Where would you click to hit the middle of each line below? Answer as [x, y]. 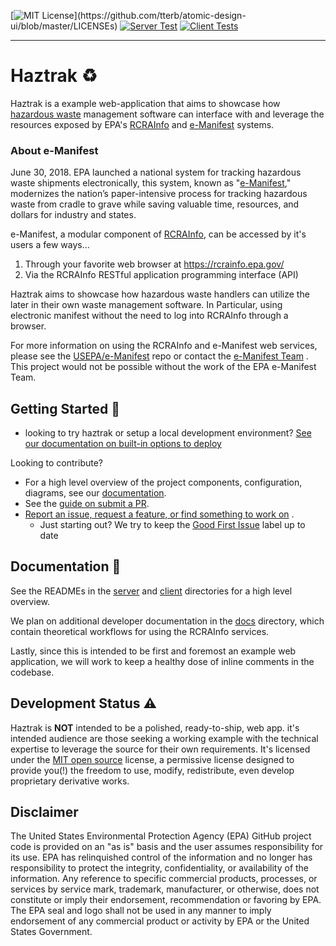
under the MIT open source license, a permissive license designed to [152, 759]
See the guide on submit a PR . [87, 504]
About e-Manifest [54, 150]
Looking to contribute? [57, 463]
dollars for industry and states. [73, 215]
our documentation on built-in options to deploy [123, 444]
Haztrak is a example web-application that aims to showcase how [145, 103]
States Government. [51, 932]
